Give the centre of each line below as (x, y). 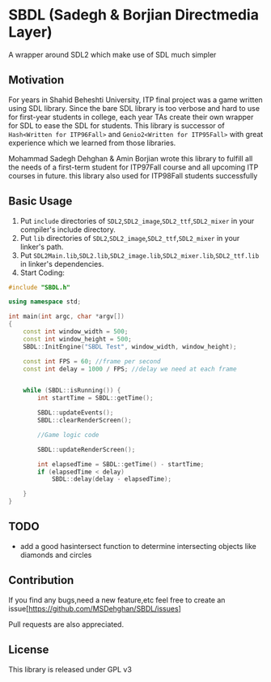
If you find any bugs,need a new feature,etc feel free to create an (117, 600)
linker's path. (42, 247)
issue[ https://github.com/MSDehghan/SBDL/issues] (95, 608)
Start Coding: (42, 272)
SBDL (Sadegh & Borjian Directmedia (133, 15)
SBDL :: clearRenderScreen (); (85, 420)
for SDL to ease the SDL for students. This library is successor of (116, 125)
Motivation (36, 80)
